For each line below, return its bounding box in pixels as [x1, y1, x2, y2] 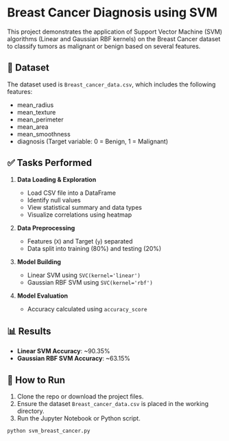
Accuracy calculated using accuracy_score [27, 305, 147, 313]
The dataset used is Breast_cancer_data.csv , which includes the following [7, 80, 216, 88]
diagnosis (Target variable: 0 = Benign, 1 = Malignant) [16, 137, 169, 145]
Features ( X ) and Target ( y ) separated [27, 237, 133, 245]
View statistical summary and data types [27, 203, 143, 211]
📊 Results [7, 325, 51, 337]
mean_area [16, 122, 49, 131]
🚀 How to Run [7, 374, 66, 385]
